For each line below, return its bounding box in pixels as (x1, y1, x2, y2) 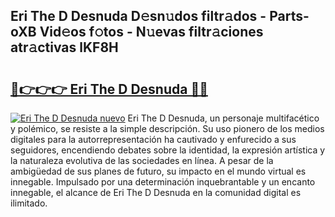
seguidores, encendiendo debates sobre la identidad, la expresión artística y (10, 144, 326, 156)
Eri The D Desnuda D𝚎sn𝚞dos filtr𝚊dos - (10, 8, 267, 25)
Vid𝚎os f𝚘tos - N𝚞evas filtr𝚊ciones (39, 24, 264, 41)
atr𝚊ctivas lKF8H (10, 39, 119, 56)
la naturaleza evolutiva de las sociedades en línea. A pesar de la (10, 155, 274, 166)
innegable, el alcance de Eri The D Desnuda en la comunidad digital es (10, 187, 302, 198)
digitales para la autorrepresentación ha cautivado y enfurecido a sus (10, 134, 297, 145)
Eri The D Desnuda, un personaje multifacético (127, 112, 320, 124)
